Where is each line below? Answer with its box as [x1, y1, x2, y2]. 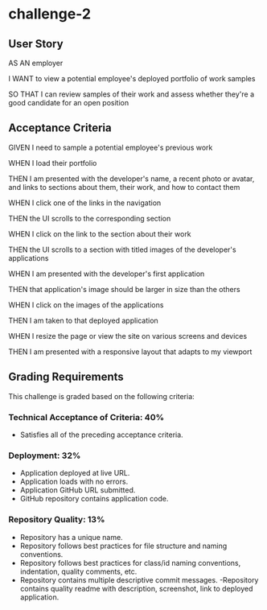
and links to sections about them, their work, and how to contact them [8, 182, 240, 192]
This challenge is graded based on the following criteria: [8, 391, 195, 401]
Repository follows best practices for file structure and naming [19, 541, 228, 550]
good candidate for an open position [8, 98, 129, 107]
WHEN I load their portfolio [8, 158, 97, 167]
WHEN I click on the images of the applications [8, 299, 164, 310]
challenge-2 [8, 5, 91, 23]
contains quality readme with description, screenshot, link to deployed [19, 583, 253, 593]
